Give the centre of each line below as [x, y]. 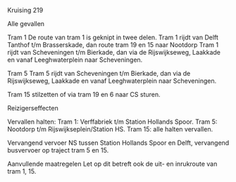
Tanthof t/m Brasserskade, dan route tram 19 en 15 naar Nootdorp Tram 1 [113, 45]
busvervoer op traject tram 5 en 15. [58, 150]
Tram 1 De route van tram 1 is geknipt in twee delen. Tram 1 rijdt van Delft [113, 37]
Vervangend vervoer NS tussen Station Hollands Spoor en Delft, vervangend [118, 143]
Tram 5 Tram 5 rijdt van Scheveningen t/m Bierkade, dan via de [99, 73]
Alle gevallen [26, 24]
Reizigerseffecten [33, 108]
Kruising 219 [25, 10]
